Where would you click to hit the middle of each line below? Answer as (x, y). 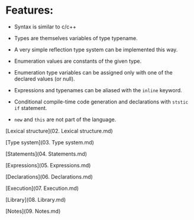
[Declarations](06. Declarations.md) (49, 177)
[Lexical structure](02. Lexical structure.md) (59, 131)
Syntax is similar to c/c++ (45, 27)
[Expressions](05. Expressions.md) (48, 165)
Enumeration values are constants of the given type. (78, 61)
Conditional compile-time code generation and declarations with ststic (101, 102)
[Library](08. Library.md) (36, 199)
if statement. (30, 108)
